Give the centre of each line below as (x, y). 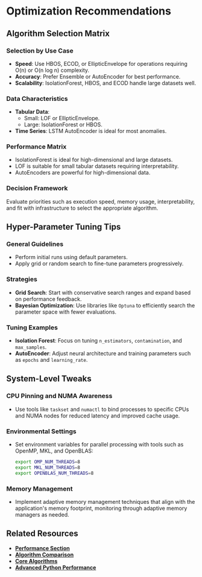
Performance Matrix (36, 147)
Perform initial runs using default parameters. (71, 257)
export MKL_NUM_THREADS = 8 (47, 467)
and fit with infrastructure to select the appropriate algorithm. (82, 208)
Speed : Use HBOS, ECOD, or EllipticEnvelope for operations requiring (101, 63)
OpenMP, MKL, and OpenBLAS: (54, 451)
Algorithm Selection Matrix (58, 34)
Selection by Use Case (40, 51)
